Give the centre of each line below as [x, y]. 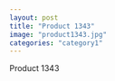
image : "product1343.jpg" [58, 34]
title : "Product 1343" [52, 26]
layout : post [34, 18]
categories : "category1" [56, 43]
